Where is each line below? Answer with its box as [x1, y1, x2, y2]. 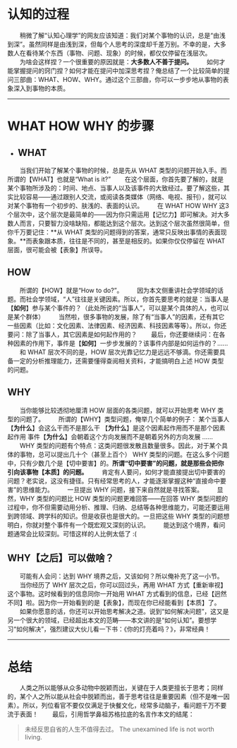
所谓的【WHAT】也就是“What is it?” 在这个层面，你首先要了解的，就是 [7, 174, 224, 183]
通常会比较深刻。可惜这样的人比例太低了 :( [13, 529, 138, 538]
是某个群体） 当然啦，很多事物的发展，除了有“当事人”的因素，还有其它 [7, 312, 225, 321]
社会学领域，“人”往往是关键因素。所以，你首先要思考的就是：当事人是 [25, 294, 229, 303]
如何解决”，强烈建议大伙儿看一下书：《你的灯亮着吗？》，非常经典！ [16, 625, 211, 634]
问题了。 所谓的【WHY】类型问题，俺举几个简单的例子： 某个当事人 [19, 414, 230, 423]
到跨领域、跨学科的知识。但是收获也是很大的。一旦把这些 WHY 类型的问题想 [7, 512, 230, 520]
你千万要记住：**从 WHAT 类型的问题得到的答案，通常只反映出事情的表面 [7, 227, 221, 236]
